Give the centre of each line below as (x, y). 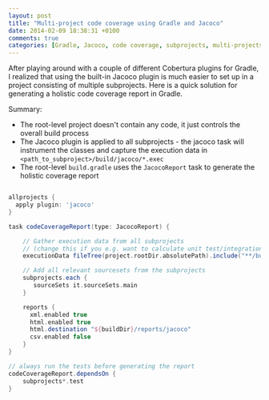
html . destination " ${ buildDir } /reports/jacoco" (110, 330)
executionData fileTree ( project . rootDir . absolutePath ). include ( (132, 256)
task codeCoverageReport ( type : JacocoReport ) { (89, 226)
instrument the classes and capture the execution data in (114, 150)
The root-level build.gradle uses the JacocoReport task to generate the (137, 167)
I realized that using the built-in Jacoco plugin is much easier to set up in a (131, 77)
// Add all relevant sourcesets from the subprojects (114, 270)
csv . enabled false (60, 337)
